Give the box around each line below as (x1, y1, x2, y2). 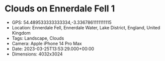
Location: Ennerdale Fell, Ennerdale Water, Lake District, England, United (11, 24, 161, 30)
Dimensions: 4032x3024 (11, 51, 63, 57)
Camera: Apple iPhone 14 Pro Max (11, 40, 82, 46)
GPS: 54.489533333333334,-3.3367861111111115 (11, 19, 112, 25)
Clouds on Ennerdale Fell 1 (4, 3, 115, 14)
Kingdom (11, 30, 31, 36)
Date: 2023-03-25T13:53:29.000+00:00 (11, 46, 94, 52)
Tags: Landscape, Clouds (11, 35, 64, 41)
